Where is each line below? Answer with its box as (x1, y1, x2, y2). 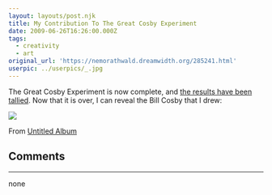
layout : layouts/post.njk (8, 11, 96, 20)
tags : (8, 34, 27, 43)
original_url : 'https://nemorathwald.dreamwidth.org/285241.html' (8, 57, 237, 66)
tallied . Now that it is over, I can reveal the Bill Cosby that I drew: (8, 95, 223, 105)
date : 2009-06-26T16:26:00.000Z (8, 27, 117, 35)
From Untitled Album (8, 126, 77, 136)
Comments (8, 150, 66, 163)
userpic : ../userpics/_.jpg (8, 65, 104, 73)
